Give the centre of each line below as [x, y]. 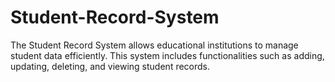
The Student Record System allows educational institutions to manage [154, 45]
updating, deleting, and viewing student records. [110, 66]
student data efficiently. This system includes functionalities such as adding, [167, 55]
